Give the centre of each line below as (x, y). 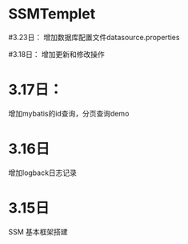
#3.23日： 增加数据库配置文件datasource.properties (94, 37)
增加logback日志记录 (43, 173)
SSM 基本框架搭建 (38, 232)
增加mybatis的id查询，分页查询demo (69, 113)
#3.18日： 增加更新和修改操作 (57, 54)
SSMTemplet (52, 14)
